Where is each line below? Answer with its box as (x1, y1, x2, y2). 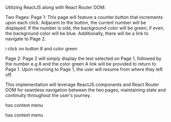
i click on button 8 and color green (5, 46, 78, 51)
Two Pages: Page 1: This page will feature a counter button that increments (5, 14, 163, 20)
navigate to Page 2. (5, 36, 46, 42)
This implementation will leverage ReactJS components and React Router (5, 81, 160, 87)
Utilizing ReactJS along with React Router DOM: (5, 5, 106, 10)
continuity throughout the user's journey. (5, 93, 91, 98)
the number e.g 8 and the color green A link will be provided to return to (5, 61, 157, 67)
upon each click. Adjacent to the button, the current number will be (5, 20, 146, 25)
